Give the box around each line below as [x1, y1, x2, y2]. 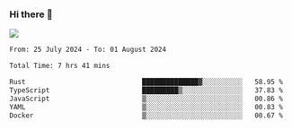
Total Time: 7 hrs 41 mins [9, 62, 111, 71]
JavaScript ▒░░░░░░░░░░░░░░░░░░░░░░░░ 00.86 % [9, 94, 283, 103]
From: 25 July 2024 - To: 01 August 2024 [9, 45, 167, 55]
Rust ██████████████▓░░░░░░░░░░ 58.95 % [9, 78, 283, 87]
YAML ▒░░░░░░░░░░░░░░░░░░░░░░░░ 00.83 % [9, 102, 283, 111]
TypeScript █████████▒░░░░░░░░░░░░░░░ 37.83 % [9, 85, 283, 95]
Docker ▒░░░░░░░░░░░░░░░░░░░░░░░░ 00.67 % [9, 111, 283, 120]
